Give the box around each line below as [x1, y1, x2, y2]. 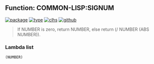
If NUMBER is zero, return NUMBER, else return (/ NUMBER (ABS [17, 26, 150, 32]
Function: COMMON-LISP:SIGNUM [5, 4, 115, 12]
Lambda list [5, 43, 34, 50]
